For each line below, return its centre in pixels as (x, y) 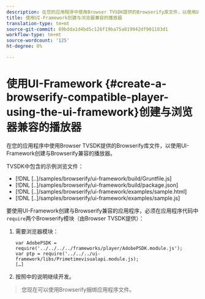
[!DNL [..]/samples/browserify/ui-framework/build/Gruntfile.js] (93, 178)
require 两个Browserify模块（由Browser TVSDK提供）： (76, 218)
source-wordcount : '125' (38, 40)
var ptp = (28, 254)
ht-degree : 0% (24, 47)
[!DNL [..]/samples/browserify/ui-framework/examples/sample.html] (101, 191)
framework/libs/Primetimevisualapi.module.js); (77, 259)
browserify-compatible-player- (88, 97)
